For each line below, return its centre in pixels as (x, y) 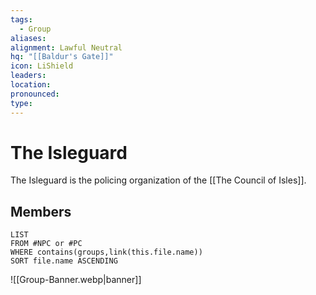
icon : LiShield (42, 66)
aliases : (28, 38)
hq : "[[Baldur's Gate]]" (62, 57)
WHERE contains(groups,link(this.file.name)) (106, 252)
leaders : (28, 76)
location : (31, 85)
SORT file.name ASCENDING (64, 261)
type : (21, 103)
